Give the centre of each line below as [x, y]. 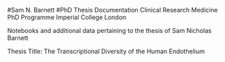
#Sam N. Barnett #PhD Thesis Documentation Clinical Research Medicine [113, 10]
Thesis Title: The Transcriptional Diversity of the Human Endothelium [106, 51]
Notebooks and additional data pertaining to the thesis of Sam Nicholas [109, 31]
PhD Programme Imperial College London [67, 17]
